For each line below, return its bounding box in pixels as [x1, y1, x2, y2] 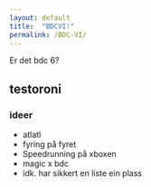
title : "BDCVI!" [9, 22, 75, 31]
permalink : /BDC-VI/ [9, 30, 88, 39]
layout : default [9, 13, 71, 23]
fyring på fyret [22, 139, 77, 150]
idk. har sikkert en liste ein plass [22, 168, 143, 179]
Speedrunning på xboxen [22, 149, 118, 160]
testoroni [9, 81, 61, 96]
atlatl [22, 129, 42, 141]
